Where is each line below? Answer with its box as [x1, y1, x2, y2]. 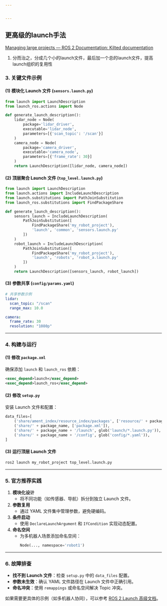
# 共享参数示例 [5, 292, 32, 297]
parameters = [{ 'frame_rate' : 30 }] [23, 154, 92, 159]
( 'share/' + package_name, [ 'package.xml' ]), [14, 423, 110, 429]
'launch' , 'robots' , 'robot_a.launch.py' [31, 255, 119, 260]
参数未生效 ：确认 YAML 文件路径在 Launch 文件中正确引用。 [12, 579, 136, 585]
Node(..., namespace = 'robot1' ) [19, 542, 85, 548]
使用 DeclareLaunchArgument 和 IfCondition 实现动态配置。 [19, 520, 140, 527]
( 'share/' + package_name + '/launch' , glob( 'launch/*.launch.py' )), [14, 428, 162, 433]
